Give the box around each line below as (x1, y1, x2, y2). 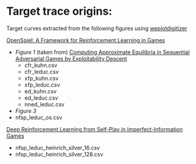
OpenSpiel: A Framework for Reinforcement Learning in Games (6, 36, 165, 44)
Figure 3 (15, 107, 37, 114)
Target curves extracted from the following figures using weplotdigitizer (6, 25, 187, 32)
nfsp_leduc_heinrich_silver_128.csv (15, 150, 104, 158)
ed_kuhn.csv (24, 87, 57, 95)
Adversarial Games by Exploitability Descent (15, 55, 127, 62)
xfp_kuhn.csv (24, 74, 59, 82)
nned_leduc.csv (24, 100, 65, 108)
